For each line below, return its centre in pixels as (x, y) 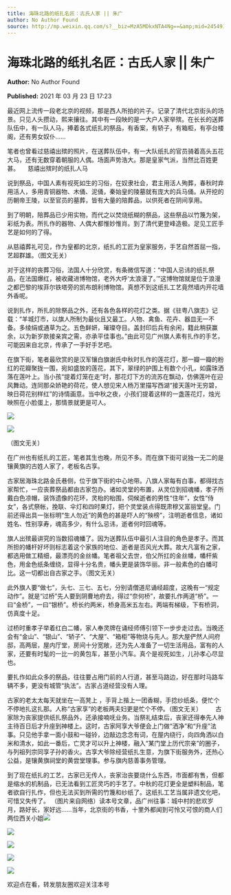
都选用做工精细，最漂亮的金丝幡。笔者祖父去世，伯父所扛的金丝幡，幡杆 (109, 556)
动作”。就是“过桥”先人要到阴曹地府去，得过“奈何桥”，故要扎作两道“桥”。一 (113, 596)
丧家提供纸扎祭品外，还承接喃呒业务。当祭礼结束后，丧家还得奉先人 (121, 717)
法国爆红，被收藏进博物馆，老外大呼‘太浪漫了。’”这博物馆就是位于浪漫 (123, 279)
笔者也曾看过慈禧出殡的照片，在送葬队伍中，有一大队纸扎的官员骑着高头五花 (115, 151)
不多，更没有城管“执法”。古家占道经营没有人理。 (82, 686)
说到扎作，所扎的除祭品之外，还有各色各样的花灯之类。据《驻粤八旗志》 (109, 310)
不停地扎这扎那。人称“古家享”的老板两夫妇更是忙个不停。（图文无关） (105, 709)
